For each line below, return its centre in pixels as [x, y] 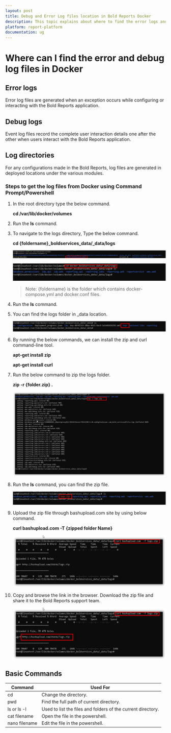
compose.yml [40, 295]
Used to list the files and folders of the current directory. [100, 709]
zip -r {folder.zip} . [33, 385]
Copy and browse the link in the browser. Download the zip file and [83, 595]
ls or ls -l [17, 709]
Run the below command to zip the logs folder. [62, 375]
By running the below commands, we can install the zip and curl [80, 340]
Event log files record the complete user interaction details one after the [81, 134]
